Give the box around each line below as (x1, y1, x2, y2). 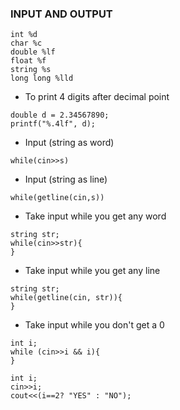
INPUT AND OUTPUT (10, 7, 113, 21)
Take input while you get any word (24, 210, 167, 222)
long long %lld (10, 73, 74, 84)
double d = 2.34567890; (10, 110, 110, 121)
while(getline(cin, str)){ (10, 293, 123, 303)
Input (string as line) (24, 173, 108, 186)
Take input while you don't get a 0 (24, 319, 165, 331)
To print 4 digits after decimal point (24, 91, 170, 103)
